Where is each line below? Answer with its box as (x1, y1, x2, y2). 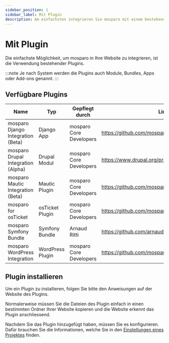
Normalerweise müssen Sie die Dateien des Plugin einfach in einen (5, 301, 144, 307)
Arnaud (69, 225, 87, 232)
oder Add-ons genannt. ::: (5, 76, 59, 82)
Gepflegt (72, 105, 94, 112)
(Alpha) (8, 166, 26, 173)
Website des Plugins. (5, 291, 49, 297)
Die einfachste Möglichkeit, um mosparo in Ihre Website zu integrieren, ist (5, 55, 158, 61)
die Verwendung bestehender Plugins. (5, 60, 84, 66)
